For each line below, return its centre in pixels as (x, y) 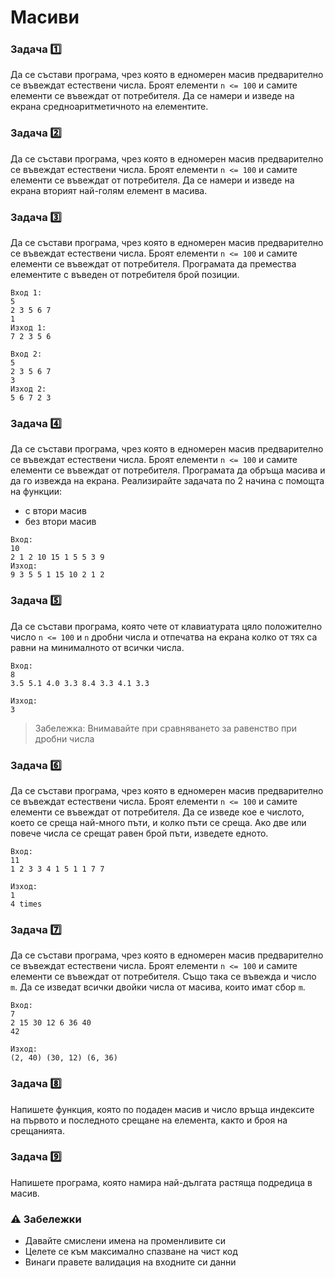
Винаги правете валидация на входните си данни (130, 1262)
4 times (26, 904)
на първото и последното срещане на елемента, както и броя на (149, 1120)
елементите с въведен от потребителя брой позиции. (125, 275)
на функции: (36, 492)
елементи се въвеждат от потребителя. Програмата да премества (153, 264)
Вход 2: (26, 354)
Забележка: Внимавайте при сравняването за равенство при (166, 728)
